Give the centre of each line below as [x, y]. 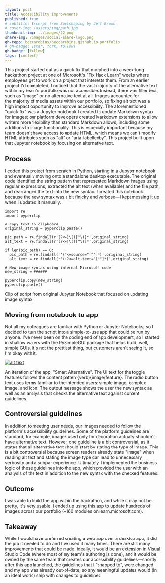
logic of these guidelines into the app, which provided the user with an [76, 468]
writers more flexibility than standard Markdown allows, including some [77, 122]
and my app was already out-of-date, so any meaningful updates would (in [81, 570]
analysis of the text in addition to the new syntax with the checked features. [82, 473]
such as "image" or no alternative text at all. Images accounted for [72, 96]
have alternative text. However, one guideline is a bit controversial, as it [77, 442]
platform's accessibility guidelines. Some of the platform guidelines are [77, 431]
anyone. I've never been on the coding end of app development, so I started [82, 337]
